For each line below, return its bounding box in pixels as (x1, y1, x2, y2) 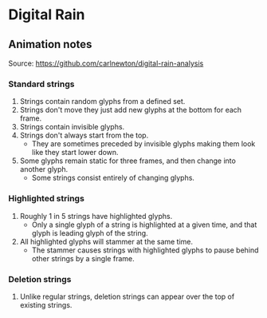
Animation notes (8, 38, 92, 51)
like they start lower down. (31, 148, 119, 157)
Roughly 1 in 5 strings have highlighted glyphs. (19, 211, 173, 221)
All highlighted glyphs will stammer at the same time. (19, 237, 194, 246)
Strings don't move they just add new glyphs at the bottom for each (19, 105, 241, 115)
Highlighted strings (8, 193, 85, 205)
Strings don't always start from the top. (19, 130, 149, 141)
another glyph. (19, 165, 69, 174)
